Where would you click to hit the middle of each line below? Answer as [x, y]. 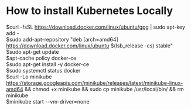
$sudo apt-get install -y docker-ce [48, 64]
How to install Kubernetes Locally [90, 11]
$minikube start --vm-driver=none [48, 101]
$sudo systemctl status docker [43, 70]
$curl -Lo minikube [29, 77]
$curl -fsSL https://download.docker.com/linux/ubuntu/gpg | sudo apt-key [96, 27]
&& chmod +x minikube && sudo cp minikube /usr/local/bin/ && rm [104, 89]
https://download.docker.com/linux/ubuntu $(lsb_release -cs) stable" [89, 46]
